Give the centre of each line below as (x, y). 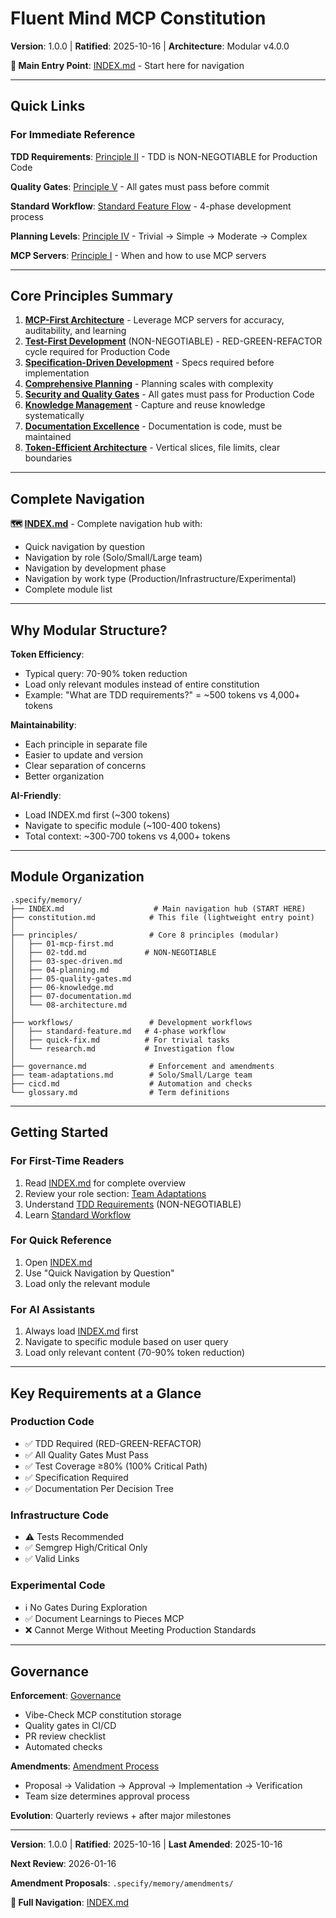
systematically (54, 416)
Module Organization (77, 877)
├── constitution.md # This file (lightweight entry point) (162, 917)
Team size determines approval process (107, 1796)
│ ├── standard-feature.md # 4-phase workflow (118, 1031)
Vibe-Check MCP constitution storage (103, 1715)
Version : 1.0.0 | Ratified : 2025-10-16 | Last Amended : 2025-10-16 (146, 1844)
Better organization (64, 776)
